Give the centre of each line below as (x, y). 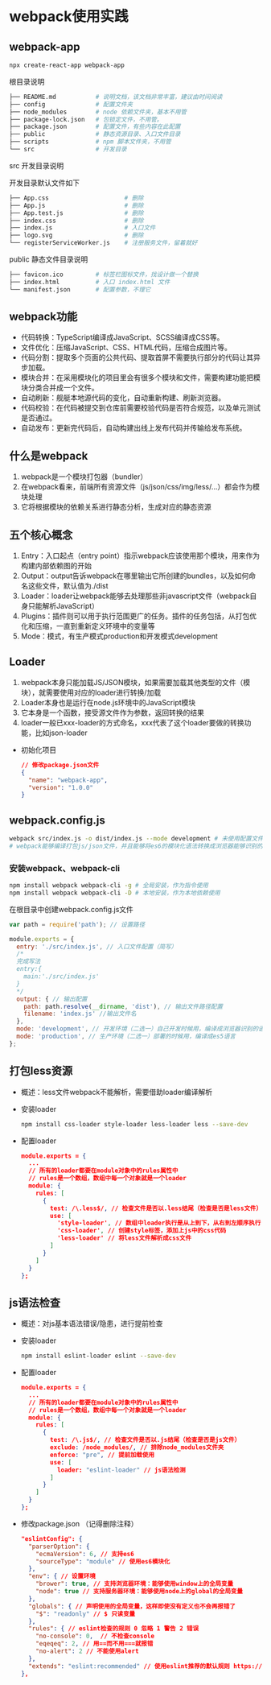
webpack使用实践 (69, 17)
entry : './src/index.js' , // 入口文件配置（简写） (97, 947)
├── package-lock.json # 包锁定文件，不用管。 (86, 119)
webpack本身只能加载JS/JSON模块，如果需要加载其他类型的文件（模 (135, 682)
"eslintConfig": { (51, 1538)
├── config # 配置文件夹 (71, 104)
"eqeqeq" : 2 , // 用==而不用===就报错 (94, 1644)
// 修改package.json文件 (60, 765)
